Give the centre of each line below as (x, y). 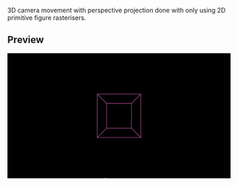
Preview (26, 40)
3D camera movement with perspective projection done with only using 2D (117, 10)
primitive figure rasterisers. (47, 18)
